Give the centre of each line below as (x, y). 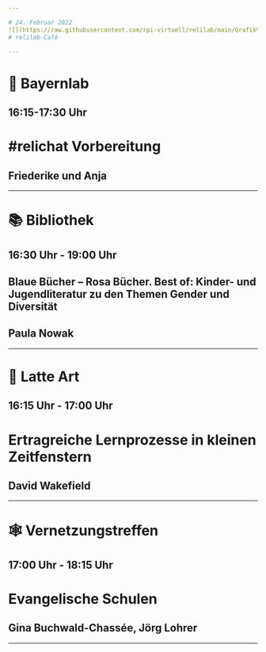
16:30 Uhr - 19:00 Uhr (63, 255)
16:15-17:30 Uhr (47, 112)
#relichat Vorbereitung (85, 147)
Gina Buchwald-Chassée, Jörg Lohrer (103, 628)
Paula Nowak (41, 334)
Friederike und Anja (58, 175)
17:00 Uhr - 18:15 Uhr (61, 564)
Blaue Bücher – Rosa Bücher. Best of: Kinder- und (132, 282)
